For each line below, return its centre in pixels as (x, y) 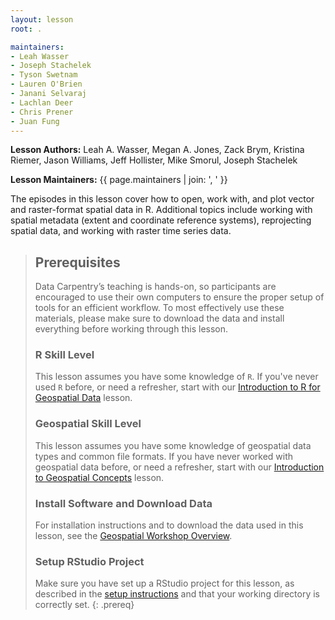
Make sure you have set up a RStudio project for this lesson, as (164, 583)
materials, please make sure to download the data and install (159, 318)
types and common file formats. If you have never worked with (164, 456)
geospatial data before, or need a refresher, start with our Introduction (179, 467)
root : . (26, 29)
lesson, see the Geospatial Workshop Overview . (133, 536)
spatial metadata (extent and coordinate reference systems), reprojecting (161, 220)
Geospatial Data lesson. (83, 398)
